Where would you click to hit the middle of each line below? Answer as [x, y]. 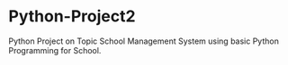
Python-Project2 [72, 16]
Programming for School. [55, 50]
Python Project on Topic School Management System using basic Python [144, 41]
